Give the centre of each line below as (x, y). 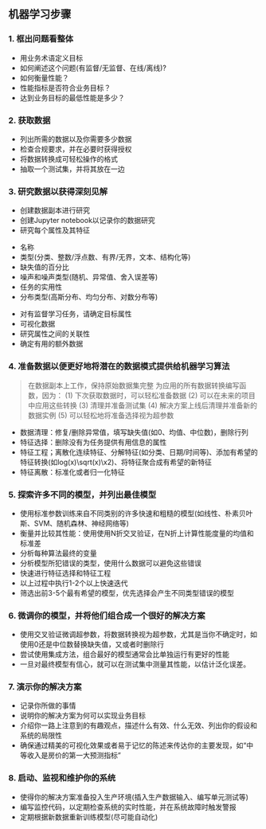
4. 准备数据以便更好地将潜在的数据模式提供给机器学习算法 (119, 366)
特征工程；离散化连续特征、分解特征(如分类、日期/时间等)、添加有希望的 (139, 452)
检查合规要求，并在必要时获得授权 (76, 149)
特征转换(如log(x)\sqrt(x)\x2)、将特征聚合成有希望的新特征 (116, 462)
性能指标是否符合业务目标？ (65, 88)
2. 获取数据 (29, 120)
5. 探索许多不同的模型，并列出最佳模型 (82, 495)
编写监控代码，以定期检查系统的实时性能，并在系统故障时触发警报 (128, 807)
